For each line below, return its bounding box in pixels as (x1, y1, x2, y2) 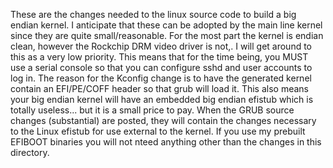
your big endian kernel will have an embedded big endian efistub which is (10, 94, 314, 105)
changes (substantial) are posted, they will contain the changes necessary (10, 115, 317, 126)
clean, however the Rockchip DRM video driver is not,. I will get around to (10, 40, 313, 52)
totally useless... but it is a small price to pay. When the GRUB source (10, 104, 295, 116)
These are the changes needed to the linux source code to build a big (10, 9, 297, 20)
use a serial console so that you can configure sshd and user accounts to (10, 62, 313, 73)
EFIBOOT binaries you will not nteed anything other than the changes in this (10, 136, 322, 148)
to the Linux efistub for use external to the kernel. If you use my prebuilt (10, 125, 306, 137)
